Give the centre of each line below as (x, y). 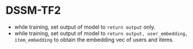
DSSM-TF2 (33, 10)
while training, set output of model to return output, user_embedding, (101, 33)
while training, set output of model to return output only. (85, 27)
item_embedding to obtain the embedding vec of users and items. (94, 39)
